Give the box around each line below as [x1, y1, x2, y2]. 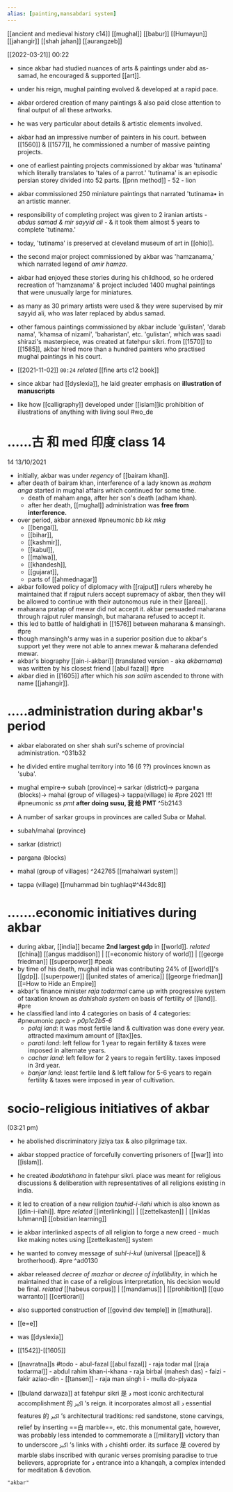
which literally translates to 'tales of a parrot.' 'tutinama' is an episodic [17, 168, 218, 177]
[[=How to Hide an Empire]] [17, 980, 97, 988]
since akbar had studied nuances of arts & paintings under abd [17, 64, 198, 72]
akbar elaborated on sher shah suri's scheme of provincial [17, 741, 184, 749]
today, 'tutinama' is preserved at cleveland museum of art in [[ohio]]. [17, 239, 214, 247]
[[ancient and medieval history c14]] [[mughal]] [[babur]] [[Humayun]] [7, 29, 207, 38]
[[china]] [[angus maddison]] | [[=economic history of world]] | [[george [17, 950, 224, 958]
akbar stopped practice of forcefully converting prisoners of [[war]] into [17, 1151, 224, 1159]
